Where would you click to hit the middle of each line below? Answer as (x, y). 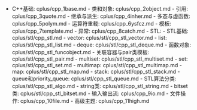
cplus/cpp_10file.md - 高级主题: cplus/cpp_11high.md (85, 101)
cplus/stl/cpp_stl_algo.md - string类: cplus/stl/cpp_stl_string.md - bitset (100, 86)
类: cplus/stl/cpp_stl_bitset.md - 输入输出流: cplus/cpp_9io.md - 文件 (96, 93)
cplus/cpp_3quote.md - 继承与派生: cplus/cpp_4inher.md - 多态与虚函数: (101, 16)
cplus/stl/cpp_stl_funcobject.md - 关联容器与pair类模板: (81, 52)
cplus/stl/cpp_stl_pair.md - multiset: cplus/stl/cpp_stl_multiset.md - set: (100, 59)
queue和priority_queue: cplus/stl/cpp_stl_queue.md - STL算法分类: (94, 78)
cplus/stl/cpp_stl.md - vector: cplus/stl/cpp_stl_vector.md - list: (89, 38)
